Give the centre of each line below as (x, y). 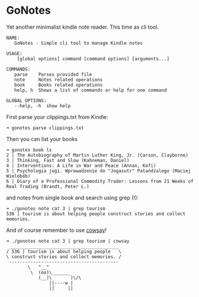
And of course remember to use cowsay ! (56, 230)
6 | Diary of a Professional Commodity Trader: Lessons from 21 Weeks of (100, 181)
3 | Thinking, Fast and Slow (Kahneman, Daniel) (68, 160)
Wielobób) (19, 176)
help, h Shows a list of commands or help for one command (91, 90)
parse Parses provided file (53, 74)
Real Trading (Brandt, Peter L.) (48, 186)
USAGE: (14, 53)
